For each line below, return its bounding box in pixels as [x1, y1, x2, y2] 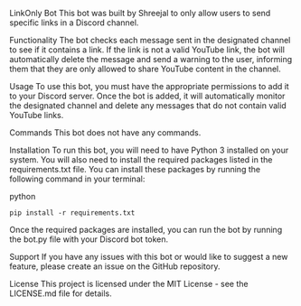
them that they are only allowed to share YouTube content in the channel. [9, 63, 282, 74]
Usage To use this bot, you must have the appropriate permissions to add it [9, 81, 289, 91]
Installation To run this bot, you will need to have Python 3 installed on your [9, 144, 289, 155]
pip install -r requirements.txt [9, 209, 136, 218]
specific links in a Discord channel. [9, 17, 139, 28]
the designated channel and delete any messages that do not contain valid [9, 100, 287, 111]
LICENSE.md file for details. [9, 288, 112, 299]
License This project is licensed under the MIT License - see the [9, 279, 249, 289]
